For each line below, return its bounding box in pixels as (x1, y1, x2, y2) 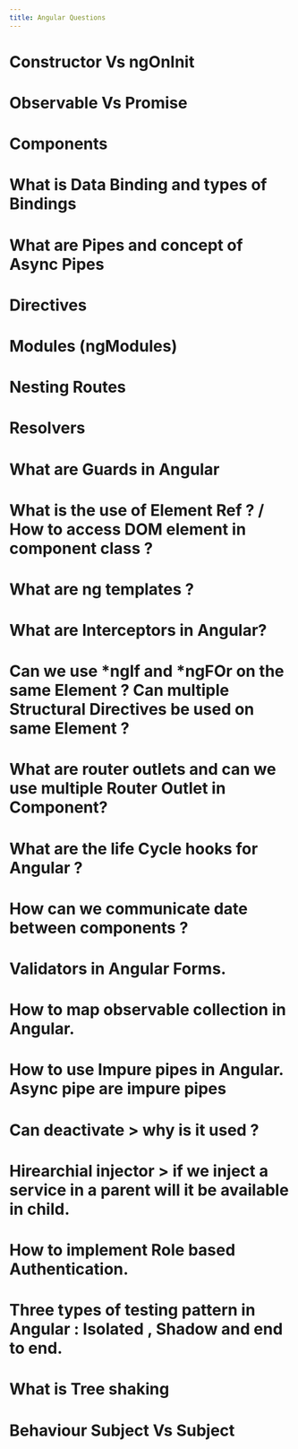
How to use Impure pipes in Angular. (9, 1060, 284, 1080)
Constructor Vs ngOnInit (9, 51, 195, 72)
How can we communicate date (9, 898, 249, 919)
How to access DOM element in (9, 519, 246, 539)
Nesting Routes (9, 377, 127, 397)
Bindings (9, 194, 77, 214)
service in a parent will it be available (9, 1180, 289, 1200)
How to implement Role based (9, 1239, 235, 1260)
